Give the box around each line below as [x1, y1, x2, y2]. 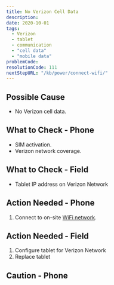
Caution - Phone [6, 270, 69, 281]
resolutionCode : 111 [6, 64, 58, 71]
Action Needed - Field [6, 231, 90, 241]
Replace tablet [14, 253, 51, 261]
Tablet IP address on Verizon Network [14, 180, 109, 188]
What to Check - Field [6, 165, 88, 175]
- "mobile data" [11, 53, 52, 59]
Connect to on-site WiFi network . [14, 213, 97, 221]
